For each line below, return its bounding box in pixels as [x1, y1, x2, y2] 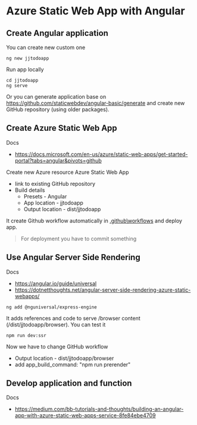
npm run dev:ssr [6, 332, 46, 338]
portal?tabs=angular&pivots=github [14, 157, 102, 164]
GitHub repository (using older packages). [6, 106, 110, 113]
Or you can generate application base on [6, 93, 107, 100]
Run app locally [6, 66, 44, 73]
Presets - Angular [23, 192, 67, 200]
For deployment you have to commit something [20, 235, 137, 242]
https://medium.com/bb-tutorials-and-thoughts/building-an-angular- [14, 405, 184, 413]
